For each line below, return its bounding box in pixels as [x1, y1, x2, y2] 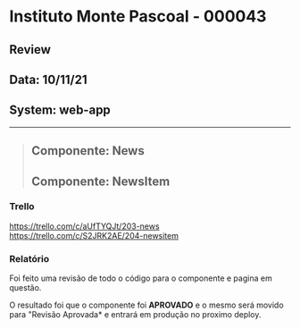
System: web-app [9, 103, 112, 118]
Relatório [9, 252, 50, 265]
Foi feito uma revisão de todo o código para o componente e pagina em [9, 273, 272, 283]
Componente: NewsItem [30, 173, 171, 189]
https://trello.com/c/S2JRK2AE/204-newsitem [9, 230, 179, 240]
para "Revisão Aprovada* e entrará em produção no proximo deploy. [9, 309, 262, 320]
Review [9, 42, 52, 57]
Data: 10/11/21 [9, 72, 87, 87]
